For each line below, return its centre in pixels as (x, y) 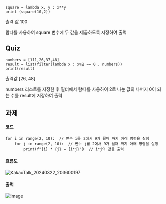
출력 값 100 (16, 22)
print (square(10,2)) (28, 12)
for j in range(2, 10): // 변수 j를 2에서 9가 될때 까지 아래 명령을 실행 (86, 144)
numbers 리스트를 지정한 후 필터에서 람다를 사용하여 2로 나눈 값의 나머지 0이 (81, 89)
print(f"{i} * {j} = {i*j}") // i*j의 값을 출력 (74, 149)
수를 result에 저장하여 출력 (36, 95)
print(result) (20, 69)
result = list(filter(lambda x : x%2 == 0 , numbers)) (64, 64)
